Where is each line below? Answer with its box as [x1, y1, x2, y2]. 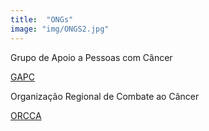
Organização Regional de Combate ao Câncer [10, 90, 200, 102]
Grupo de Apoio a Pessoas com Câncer [10, 51, 173, 63]
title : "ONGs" [10, 14, 74, 25]
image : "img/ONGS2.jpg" [10, 24, 110, 34]
